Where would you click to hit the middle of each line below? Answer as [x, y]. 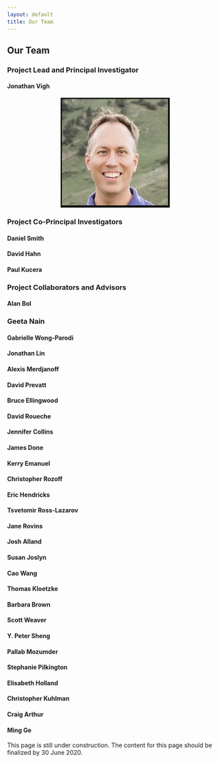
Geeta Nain [26, 321]
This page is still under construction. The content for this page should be [110, 745]
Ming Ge [20, 730]
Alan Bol [20, 304]
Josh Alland [25, 541]
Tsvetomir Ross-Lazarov [43, 510]
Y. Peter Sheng [29, 636]
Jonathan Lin [26, 353]
